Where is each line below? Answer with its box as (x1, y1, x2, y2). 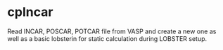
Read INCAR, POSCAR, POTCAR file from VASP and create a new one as (7, 27, 217, 35)
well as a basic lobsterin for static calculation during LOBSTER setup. (7, 34, 208, 42)
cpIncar (7, 4, 53, 20)
